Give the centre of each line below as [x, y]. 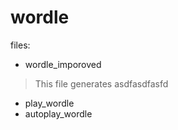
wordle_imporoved [63, 64]
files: [20, 45]
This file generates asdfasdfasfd [101, 83]
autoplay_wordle [58, 113]
